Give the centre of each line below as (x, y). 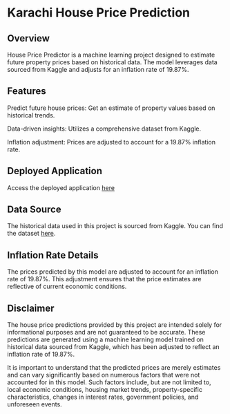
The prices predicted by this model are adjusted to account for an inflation (113, 272)
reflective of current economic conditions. (67, 286)
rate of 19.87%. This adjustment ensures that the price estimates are (104, 279)
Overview (29, 38)
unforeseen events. (35, 404)
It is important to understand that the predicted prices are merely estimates (114, 368)
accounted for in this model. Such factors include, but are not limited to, (109, 382)
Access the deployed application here (61, 187)
